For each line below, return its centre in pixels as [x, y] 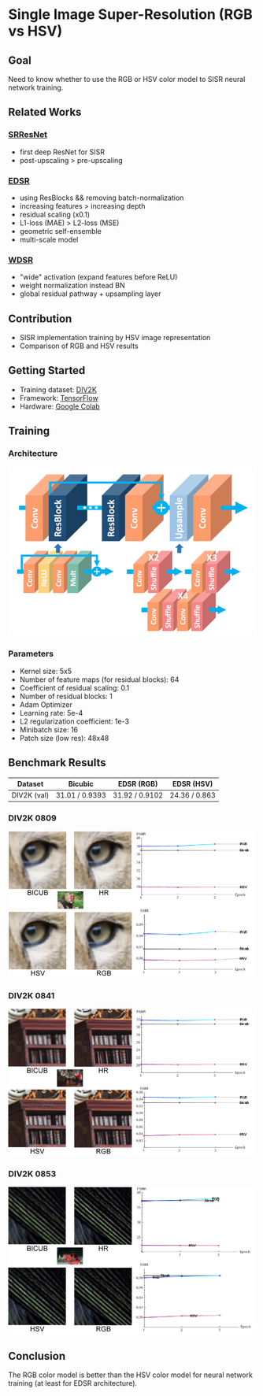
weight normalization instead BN [72, 286]
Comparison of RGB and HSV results [79, 346]
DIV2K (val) [30, 795]
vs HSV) [35, 31]
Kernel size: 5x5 [46, 671]
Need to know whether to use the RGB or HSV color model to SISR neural [127, 79]
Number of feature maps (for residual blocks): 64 [99, 679]
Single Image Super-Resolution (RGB [131, 15]
